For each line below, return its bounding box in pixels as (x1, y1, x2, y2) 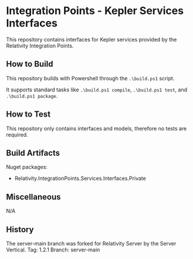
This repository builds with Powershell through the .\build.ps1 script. (6, 74, 175, 81)
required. (6, 131, 28, 138)
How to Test (6, 110, 51, 120)
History (6, 224, 34, 234)
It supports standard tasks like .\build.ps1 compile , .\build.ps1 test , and (6, 86, 188, 93)
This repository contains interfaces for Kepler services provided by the (6, 36, 177, 43)
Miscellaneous (6, 192, 61, 202)
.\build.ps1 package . (6, 92, 58, 99)
